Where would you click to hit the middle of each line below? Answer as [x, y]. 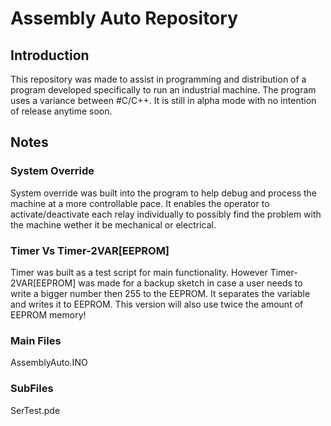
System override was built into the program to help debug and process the [163, 193]
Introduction [50, 55]
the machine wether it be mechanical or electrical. [113, 224]
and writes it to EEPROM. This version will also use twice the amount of [157, 304]
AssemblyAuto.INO [49, 363]
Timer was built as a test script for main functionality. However [139, 272]
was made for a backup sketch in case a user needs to [190, 283]
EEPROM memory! [48, 314]
